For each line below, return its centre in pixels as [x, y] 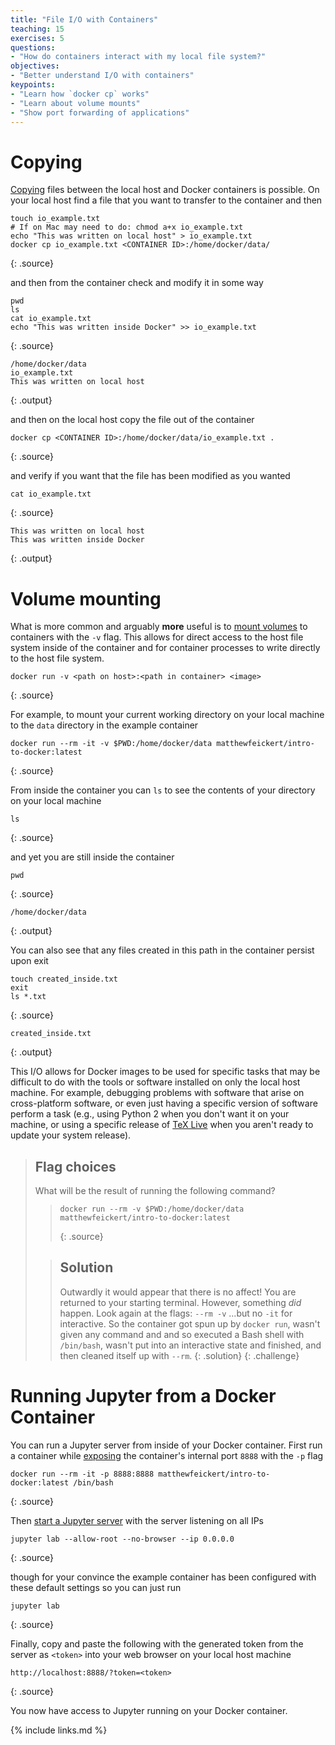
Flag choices [75, 1166]
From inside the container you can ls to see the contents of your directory [163, 790]
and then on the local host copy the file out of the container [132, 420]
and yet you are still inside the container [92, 857]
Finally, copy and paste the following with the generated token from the [157, 1643]
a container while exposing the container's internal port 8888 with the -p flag [167, 1455]
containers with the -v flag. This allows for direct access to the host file [157, 637]
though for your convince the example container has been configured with [163, 1577]
